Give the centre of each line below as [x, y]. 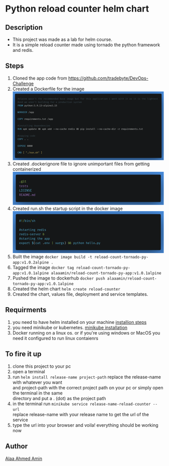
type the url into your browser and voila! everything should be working [85, 425]
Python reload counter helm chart [77, 9]
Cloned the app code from [40, 78]
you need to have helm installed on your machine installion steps [79, 322]
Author [16, 446]
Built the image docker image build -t [52, 257]
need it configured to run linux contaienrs [55, 338]
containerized [27, 169]
